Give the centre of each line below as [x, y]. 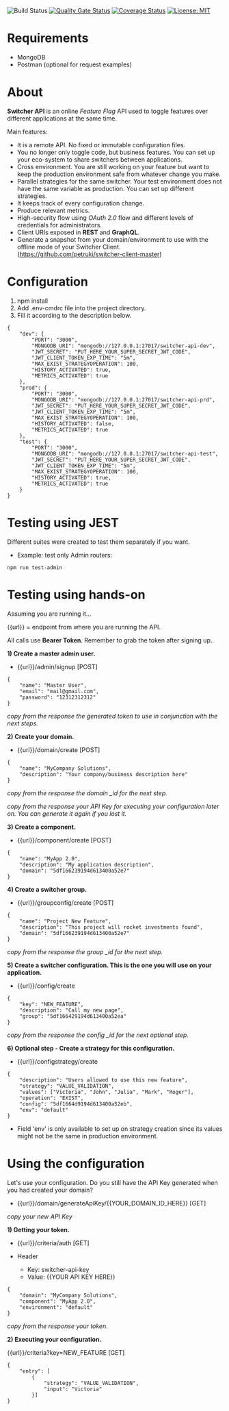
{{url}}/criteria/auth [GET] [53, 1243]
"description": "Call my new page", [72, 1010]
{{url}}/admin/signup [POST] [57, 666]
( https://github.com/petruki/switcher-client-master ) [89, 254]
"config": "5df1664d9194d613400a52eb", [76, 1104]
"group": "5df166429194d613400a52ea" [73, 1016]
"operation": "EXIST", [52, 1098]
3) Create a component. [42, 827]
